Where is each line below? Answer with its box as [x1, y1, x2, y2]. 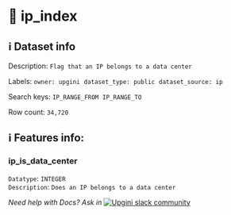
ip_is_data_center [8, 155, 78, 167]
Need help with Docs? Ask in [8, 198, 102, 207]
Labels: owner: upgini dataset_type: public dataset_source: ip [8, 77, 224, 86]
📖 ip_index [8, 7, 78, 25]
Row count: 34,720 [8, 107, 69, 117]
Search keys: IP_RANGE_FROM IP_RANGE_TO [8, 92, 142, 102]
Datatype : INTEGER [8, 174, 66, 183]
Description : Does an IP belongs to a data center [8, 182, 176, 191]
